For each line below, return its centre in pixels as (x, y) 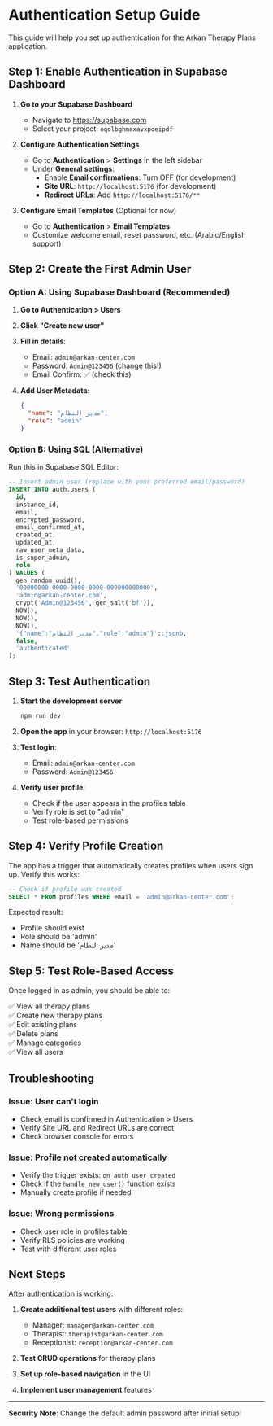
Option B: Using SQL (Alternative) (76, 449)
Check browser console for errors (77, 1136)
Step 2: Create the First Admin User (100, 269)
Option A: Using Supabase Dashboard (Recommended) (119, 292)
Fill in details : (43, 341)
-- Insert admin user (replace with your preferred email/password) (127, 482)
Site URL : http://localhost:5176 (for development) (130, 186)
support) (47, 243)
